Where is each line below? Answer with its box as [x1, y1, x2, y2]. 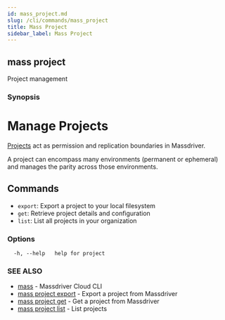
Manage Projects [7, 118, 109, 134]
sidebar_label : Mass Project [7, 30, 93, 37]
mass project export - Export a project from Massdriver [17, 290, 178, 298]
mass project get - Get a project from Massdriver [17, 297, 160, 306]
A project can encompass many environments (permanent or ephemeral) [7, 155, 219, 163]
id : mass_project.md [7, 10, 68, 18]
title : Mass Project [7, 23, 68, 30]
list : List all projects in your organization [17, 216, 137, 225]
